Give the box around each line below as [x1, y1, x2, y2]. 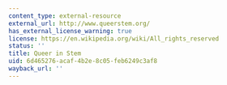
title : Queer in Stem [8, 49, 82, 57]
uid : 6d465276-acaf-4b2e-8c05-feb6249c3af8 [8, 57, 158, 66]
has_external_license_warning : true [8, 27, 132, 35]
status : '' [8, 42, 45, 50]
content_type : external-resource [8, 11, 122, 20]
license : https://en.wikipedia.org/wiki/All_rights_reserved [8, 34, 220, 43]
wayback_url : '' [8, 65, 63, 73]
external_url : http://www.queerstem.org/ [8, 19, 151, 28]
